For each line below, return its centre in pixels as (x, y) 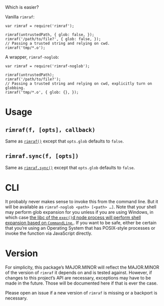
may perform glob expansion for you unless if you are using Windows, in (80, 212)
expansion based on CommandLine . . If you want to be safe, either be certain (81, 223)
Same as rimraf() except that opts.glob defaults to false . (65, 141)
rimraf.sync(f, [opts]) (42, 156)
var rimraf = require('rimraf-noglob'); (48, 66)
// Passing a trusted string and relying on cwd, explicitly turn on (79, 84)
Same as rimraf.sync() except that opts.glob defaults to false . (70, 167)
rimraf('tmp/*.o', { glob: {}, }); (42, 92)
